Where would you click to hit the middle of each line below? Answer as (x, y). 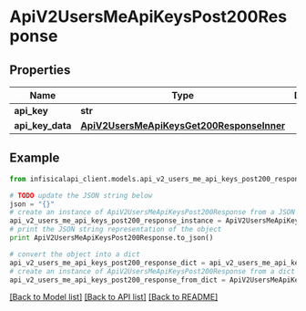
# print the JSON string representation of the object (116, 230)
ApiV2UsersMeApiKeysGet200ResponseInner (183, 125)
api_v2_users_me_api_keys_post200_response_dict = (107, 263)
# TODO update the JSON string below (81, 195)
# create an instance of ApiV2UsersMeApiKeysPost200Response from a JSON (153, 213)
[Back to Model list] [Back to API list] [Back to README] (114, 297)
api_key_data (43, 125)
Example (35, 158)
